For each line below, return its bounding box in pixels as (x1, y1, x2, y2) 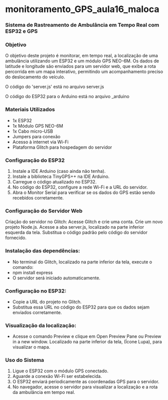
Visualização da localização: (5, 322, 77, 329)
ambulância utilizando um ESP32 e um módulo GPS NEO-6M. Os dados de (5, 58, 159, 64)
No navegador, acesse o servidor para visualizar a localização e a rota (12, 384, 158, 390)
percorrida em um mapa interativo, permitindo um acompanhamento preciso (5, 69, 163, 75)
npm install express (12, 269, 53, 275)
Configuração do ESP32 (5, 157, 65, 164)
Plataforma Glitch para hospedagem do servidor (12, 144, 112, 150)
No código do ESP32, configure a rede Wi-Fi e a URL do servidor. (12, 184, 148, 190)
